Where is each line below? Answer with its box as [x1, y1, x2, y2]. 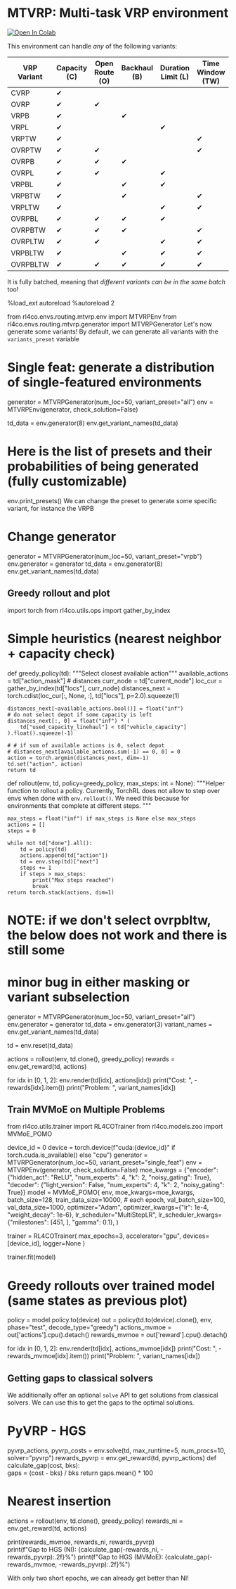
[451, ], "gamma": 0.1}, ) [50, 1218, 119, 1227]
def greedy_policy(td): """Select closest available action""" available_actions [7, 669, 228, 677]
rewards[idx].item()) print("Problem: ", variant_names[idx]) [7, 1083, 176, 1091]
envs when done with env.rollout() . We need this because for [7, 794, 190, 802]
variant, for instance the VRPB [7, 504, 95, 512]
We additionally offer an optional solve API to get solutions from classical [7, 1391, 218, 1400]
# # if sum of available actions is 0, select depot [7, 742, 165, 749]
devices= [182, 1232, 210, 1240]
